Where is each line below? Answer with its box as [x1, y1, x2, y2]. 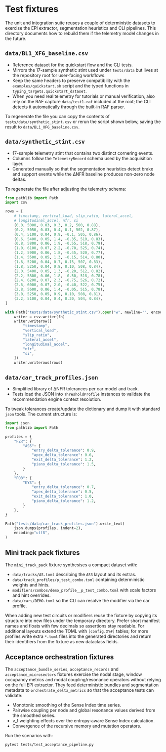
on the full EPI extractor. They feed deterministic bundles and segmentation [5, 682, 159, 688]
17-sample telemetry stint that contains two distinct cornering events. [12, 150, 154, 156]
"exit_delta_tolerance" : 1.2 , [31, 457, 94, 462]
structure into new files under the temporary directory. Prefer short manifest [5, 618, 160, 624]
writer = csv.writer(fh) [14, 314, 65, 319]
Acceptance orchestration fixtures [5, 653, 114, 662]
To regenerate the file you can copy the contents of [5, 113, 110, 119]
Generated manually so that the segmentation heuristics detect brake [12, 166, 154, 171]
